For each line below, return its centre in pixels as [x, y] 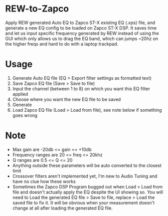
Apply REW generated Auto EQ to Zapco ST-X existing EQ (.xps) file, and [80, 23]
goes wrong [25, 115]
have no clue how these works [44, 181]
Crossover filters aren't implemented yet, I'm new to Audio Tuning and [85, 176]
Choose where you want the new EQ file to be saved [67, 99]
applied [20, 94]
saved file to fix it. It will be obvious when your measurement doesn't [83, 202]
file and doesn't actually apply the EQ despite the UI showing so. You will [88, 192]
